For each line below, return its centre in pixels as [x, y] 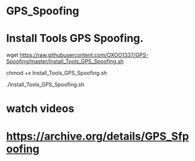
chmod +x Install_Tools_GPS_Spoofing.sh [57, 73]
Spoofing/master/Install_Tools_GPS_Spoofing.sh [65, 62]
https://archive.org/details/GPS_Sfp [97, 136]
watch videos [40, 109]
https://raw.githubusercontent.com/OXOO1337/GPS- [84, 55]
